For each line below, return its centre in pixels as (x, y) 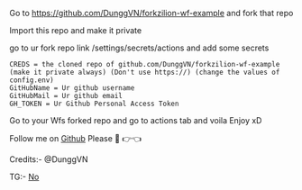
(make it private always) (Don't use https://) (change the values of (145, 72)
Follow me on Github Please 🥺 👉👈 (76, 138)
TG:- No (24, 176)
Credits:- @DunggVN (49, 159)
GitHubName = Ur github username (72, 88)
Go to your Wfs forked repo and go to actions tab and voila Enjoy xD (136, 120)
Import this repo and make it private (76, 30)
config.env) (32, 80)
